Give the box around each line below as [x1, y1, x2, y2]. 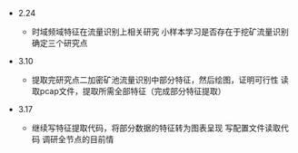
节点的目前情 [65, 134, 114, 144]
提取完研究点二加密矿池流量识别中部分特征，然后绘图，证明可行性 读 [31, 74, 289, 85]
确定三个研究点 [31, 38, 88, 48]
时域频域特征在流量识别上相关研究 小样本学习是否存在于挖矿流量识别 [31, 26, 289, 37]
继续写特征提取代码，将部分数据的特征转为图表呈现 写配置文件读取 [31, 122, 282, 133]
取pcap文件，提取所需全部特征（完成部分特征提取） [31, 86, 226, 96]
